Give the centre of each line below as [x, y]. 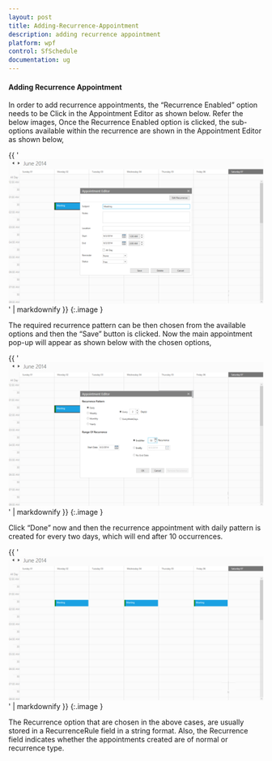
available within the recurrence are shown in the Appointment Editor [148, 131]
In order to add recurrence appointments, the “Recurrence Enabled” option [133, 105]
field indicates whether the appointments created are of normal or [118, 739]
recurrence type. [36, 748]
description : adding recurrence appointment [85, 34]
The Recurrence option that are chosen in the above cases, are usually [126, 722]
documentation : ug [39, 60]
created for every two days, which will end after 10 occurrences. [116, 537]
